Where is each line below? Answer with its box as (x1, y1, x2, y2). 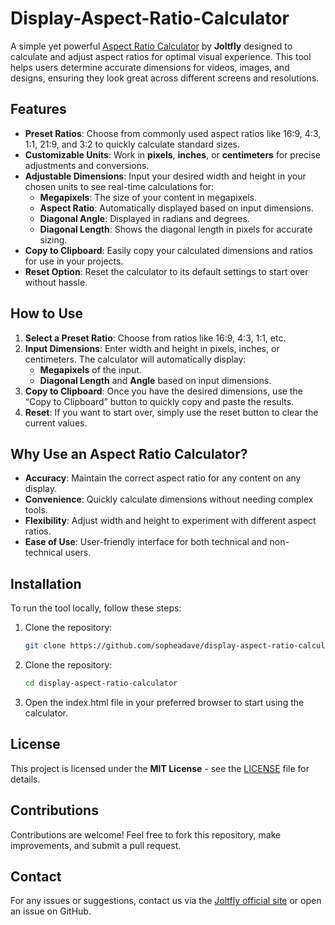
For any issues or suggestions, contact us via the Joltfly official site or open (10, 895, 322, 907)
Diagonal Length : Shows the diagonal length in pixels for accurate (39, 223, 313, 235)
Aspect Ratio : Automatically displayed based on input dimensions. (39, 202, 314, 214)
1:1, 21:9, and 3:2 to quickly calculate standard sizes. (24, 138, 241, 150)
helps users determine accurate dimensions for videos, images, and (10, 61, 290, 73)
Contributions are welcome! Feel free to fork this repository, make (10, 828, 282, 841)
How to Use (10, 305, 84, 322)
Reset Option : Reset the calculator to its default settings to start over (24, 265, 309, 277)
